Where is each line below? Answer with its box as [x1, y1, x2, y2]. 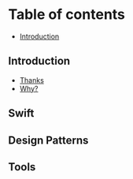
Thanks [19, 75, 45, 84]
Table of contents [8, 6, 126, 24]
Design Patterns [8, 133, 89, 147]
